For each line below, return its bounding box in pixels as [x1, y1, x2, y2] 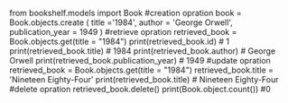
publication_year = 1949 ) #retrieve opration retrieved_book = [9, 27, 237, 37]
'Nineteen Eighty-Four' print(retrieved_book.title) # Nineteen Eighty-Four [9, 74, 279, 84]
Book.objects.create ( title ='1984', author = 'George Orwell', [9, 17, 233, 28]
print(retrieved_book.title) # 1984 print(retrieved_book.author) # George [9, 46, 276, 56]
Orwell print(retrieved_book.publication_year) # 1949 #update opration [9, 56, 271, 65]
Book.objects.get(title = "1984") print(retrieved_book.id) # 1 [9, 36, 230, 47]
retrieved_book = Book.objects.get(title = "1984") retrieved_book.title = [9, 64, 274, 75]
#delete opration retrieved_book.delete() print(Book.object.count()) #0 [9, 84, 271, 94]
